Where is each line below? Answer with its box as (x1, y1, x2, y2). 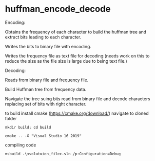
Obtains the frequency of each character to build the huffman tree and (5, 29, 147, 35)
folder (5, 115, 17, 121)
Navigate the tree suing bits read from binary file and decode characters (5, 96, 150, 102)
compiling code (5, 142, 37, 148)
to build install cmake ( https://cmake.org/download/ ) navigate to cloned (5, 110, 149, 116)
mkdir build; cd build (5, 125, 51, 130)
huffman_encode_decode (5, 3, 111, 15)
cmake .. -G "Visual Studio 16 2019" (5, 133, 82, 138)
